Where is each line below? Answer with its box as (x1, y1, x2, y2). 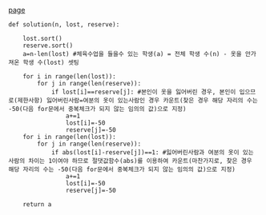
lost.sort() (22, 34, 62, 42)
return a (22, 201, 52, 209)
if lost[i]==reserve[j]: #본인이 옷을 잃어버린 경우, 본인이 (50, 88, 236, 96)
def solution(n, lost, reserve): (8, 21, 120, 29)
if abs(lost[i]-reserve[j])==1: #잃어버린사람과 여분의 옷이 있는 (50, 149, 254, 157)
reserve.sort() (22, 42, 74, 50)
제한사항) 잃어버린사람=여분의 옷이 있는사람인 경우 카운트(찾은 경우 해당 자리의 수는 (17, 97, 258, 105)
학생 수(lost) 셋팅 (22, 58, 80, 66)
